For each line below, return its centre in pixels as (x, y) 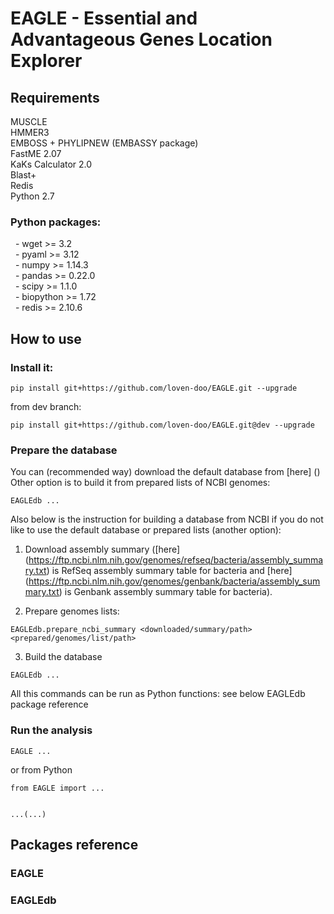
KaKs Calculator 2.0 (51, 164)
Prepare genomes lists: (72, 611)
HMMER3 (30, 132)
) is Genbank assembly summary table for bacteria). (165, 592)
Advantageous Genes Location (141, 39)
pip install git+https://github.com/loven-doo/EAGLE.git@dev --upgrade (162, 425)
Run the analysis (51, 730)
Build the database (63, 657)
